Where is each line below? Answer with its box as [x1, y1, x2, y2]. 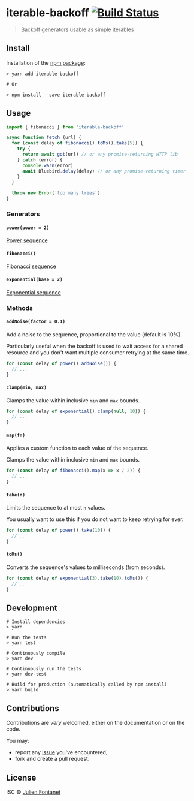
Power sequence [6, 237, 48, 244]
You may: [6, 737, 29, 745]
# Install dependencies [6, 619, 66, 625]
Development [6, 603, 58, 613]
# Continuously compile [6, 651, 66, 657]
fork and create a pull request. [14, 755, 90, 763]
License [6, 772, 37, 782]
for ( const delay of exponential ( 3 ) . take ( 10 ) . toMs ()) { [6, 576, 148, 582]
